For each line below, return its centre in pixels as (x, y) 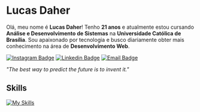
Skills (16, 88)
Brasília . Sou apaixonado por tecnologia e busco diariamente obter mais (95, 40)
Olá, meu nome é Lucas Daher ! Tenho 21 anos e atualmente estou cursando (100, 27)
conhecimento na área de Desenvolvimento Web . (68, 46)
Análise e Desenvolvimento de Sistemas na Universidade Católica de (94, 33)
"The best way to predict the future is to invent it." (68, 69)
